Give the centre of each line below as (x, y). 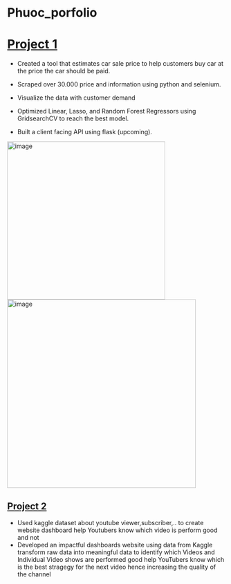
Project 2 (27, 506)
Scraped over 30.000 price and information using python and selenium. (119, 84)
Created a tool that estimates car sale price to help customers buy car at (120, 64)
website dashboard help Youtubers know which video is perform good (117, 530)
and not (28, 537)
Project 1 (32, 45)
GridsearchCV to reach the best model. (73, 118)
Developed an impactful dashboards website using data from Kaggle (115, 545)
